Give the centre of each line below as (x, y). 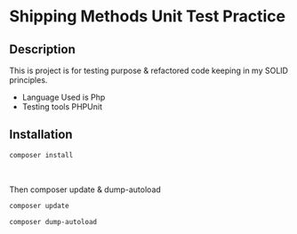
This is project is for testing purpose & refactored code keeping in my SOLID (149, 70)
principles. (28, 80)
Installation (41, 135)
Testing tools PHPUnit (62, 107)
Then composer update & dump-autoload (85, 190)
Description (42, 49)
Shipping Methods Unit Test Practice (148, 16)
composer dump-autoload (53, 222)
